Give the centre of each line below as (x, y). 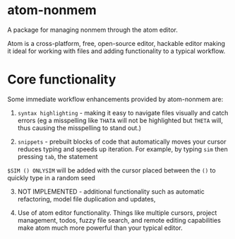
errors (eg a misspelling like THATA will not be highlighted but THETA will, (120, 120)
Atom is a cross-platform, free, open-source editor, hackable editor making (116, 43)
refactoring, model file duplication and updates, (86, 199)
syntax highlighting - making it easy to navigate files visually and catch (123, 112)
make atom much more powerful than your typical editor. (100, 228)
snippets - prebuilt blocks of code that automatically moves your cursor (122, 141)
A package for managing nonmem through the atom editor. (92, 30)
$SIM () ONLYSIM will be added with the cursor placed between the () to (112, 170)
